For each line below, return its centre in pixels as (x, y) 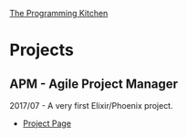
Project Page (47, 123)
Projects (42, 50)
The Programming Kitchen (59, 13)
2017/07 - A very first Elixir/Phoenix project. (91, 106)
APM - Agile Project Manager (94, 84)
